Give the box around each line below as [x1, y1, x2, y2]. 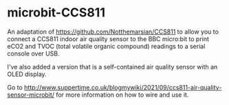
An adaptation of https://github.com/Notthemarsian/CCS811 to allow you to [7, 27, 219, 36]
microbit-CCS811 [7, 5, 105, 21]
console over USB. [7, 49, 60, 58]
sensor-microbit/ [7, 91, 55, 99]
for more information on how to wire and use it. [56, 91, 189, 99]
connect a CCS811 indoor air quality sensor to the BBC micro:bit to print [7, 34, 210, 43]
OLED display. [7, 70, 47, 78]
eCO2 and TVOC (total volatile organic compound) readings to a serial [7, 42, 206, 50]
